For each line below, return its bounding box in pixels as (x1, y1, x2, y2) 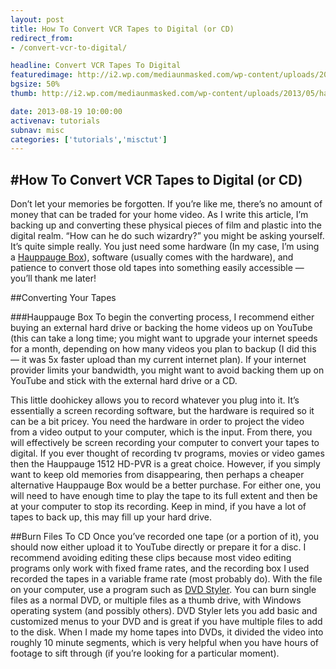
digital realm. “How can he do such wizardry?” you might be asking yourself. (10, 230, 325, 242)
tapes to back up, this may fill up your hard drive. (10, 511, 213, 523)
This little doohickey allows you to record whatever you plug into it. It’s (10, 394, 300, 406)
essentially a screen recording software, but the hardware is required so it (10, 405, 315, 417)
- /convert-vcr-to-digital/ (10, 42, 128, 53)
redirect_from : (10, 33, 74, 43)
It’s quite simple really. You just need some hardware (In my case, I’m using (10, 241, 320, 253)
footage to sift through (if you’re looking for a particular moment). (10, 647, 280, 660)
